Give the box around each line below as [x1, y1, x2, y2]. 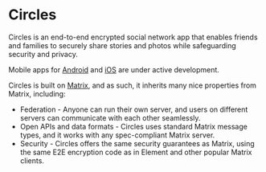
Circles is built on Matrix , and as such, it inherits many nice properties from [8, 80, 257, 90]
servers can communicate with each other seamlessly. [19, 113, 201, 122]
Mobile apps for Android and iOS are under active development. [8, 64, 219, 74]
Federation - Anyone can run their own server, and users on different [19, 104, 248, 114]
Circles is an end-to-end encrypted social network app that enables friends [8, 32, 259, 42]
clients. [19, 155, 44, 166]
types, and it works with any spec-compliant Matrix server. [19, 130, 215, 140]
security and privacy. [8, 49, 78, 59]
